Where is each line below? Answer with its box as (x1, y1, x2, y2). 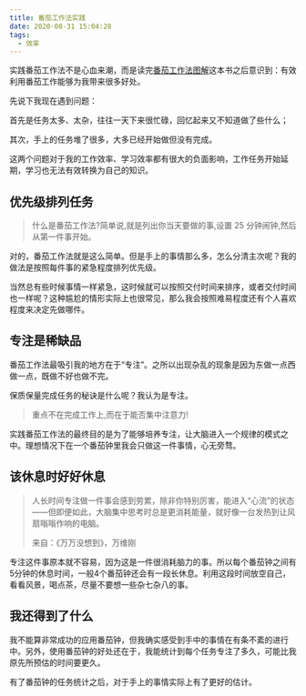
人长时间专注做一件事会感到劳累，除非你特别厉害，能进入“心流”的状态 (31, 495, 295, 506)
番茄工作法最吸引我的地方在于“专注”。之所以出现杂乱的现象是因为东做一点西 (9, 358, 296, 369)
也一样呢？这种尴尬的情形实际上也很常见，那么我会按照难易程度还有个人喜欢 (9, 293, 297, 304)
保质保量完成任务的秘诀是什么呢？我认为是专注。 (9, 389, 193, 400)
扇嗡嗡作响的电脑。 (31, 518, 105, 529)
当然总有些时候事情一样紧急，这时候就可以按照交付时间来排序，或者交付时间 (9, 281, 297, 292)
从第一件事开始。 (31, 231, 97, 242)
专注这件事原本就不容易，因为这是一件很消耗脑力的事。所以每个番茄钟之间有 (9, 556, 297, 567)
